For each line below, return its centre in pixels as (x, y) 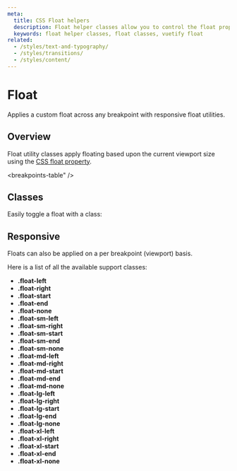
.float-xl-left (36, 431)
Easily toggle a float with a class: (55, 214)
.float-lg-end (37, 416)
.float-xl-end (37, 454)
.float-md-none (41, 386)
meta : (15, 14)
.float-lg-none (39, 424)
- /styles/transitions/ (48, 54)
